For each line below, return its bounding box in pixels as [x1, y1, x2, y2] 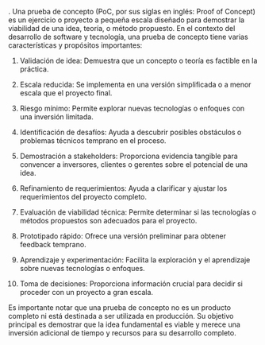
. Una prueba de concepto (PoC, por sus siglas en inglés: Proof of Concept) [8, 7, 256, 16]
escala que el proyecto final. [19, 88, 113, 98]
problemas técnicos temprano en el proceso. [19, 136, 167, 145]
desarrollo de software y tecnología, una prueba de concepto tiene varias [8, 32, 248, 41]
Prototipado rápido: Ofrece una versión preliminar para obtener [19, 231, 226, 241]
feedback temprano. [19, 240, 86, 249]
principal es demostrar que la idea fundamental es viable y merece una [8, 320, 240, 329]
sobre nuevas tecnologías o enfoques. [19, 264, 145, 273]
